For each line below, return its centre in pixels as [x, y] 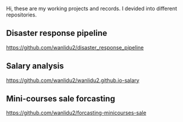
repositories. [22, 15]
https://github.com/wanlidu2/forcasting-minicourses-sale [76, 113]
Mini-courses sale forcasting [61, 99]
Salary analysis [35, 66]
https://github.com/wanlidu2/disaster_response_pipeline [75, 47]
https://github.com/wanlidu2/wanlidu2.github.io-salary [73, 80]
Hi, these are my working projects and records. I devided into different [92, 9]
